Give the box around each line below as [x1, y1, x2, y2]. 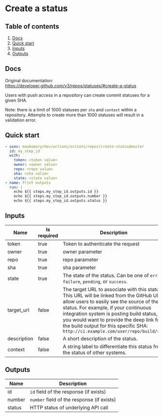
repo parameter [63, 256, 98, 263]
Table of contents [5, 22, 59, 31]
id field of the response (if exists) [30, 388, 106, 395]
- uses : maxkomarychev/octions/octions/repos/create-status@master [5, 144, 145, 149]
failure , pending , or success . [63, 278, 128, 285]
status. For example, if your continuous [63, 304, 151, 311]
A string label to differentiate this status [63, 343, 152, 350]
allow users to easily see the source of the [63, 298, 159, 305]
